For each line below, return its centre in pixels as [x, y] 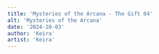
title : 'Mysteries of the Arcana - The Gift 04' [80, 14]
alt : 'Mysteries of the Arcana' [55, 20]
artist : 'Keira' [31, 40]
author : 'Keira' [31, 33]
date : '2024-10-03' [36, 27]
